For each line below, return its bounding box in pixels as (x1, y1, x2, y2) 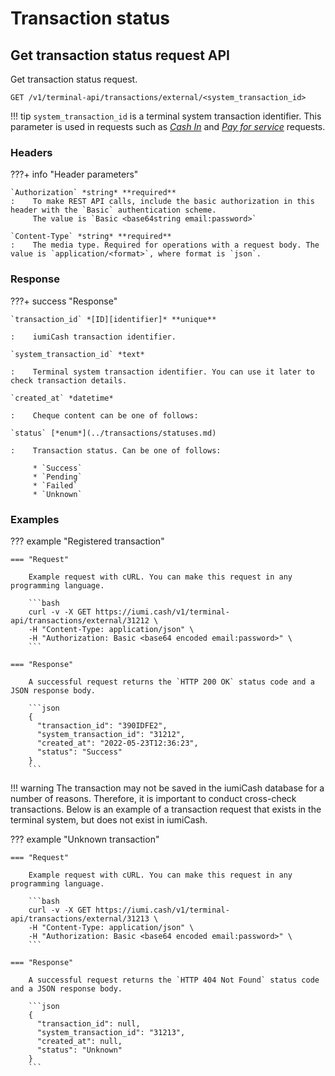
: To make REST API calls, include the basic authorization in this (10, 197, 315, 207)
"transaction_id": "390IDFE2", (36, 720, 168, 731)
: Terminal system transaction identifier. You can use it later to (10, 367, 315, 377)
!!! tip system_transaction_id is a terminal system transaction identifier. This (10, 110, 322, 122)
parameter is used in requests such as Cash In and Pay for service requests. (10, 121, 326, 132)
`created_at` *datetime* (10, 393, 114, 403)
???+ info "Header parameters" (10, 168, 139, 181)
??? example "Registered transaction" (10, 535, 165, 547)
